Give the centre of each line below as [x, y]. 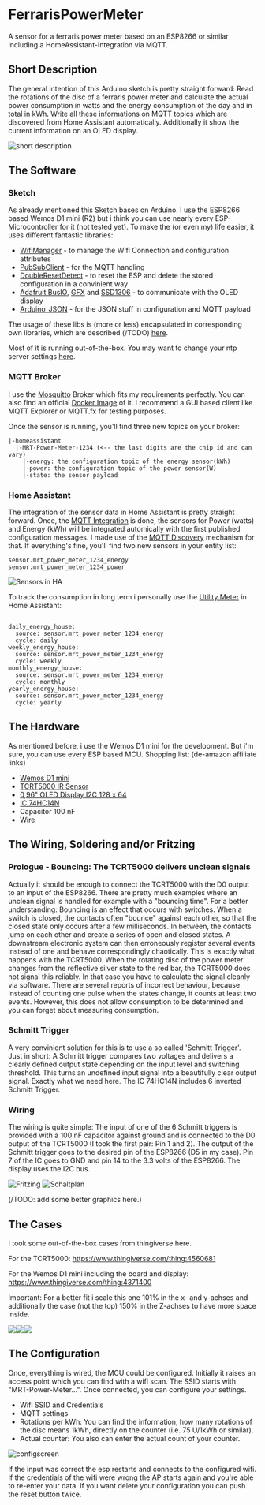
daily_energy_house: [42, 627]
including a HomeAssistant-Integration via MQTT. [88, 44]
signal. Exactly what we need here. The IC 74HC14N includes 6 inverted [125, 1081]
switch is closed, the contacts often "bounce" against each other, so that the [132, 917]
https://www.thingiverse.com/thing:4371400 [80, 1282]
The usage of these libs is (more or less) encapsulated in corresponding [125, 324]
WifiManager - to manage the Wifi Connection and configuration [124, 251]
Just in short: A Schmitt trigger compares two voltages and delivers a [121, 1055]
